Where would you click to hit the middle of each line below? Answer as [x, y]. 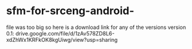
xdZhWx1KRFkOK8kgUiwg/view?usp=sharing [62, 40]
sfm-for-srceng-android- [70, 11]
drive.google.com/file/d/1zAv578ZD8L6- [65, 33]
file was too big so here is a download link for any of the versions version [96, 27]
